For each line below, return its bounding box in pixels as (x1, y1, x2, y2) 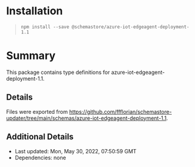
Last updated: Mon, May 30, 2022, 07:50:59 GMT (14, 147, 137, 154)
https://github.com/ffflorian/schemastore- (69, 108, 172, 115)
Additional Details (6, 132, 74, 142)
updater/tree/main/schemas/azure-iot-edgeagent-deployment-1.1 (6, 115, 167, 122)
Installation (6, 4, 63, 18)
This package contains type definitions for (6, 69, 110, 76)
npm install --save (20, 24, 70, 30)
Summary (6, 49, 55, 63)
